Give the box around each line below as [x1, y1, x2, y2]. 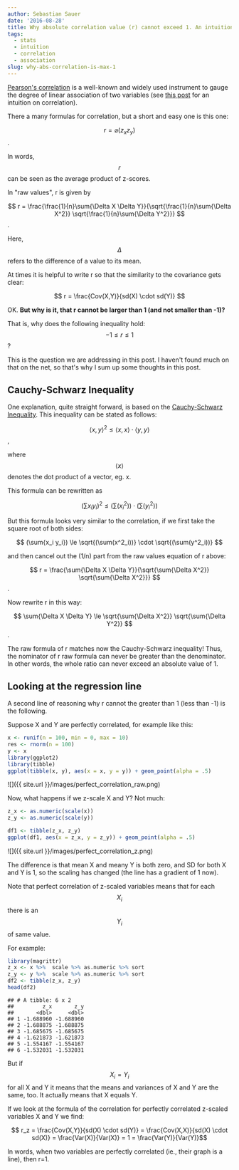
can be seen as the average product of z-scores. [7, 174, 151, 183]
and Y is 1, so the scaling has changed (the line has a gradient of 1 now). [7, 868, 219, 877]
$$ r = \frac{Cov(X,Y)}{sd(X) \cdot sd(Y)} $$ [53, 292, 186, 301]
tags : [7, 30, 23, 38]
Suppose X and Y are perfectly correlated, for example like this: [7, 721, 193, 729]
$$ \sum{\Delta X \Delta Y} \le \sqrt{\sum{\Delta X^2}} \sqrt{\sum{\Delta [13, 612, 226, 620]
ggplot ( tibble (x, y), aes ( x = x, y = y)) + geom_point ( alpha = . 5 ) [7, 767, 212, 775]
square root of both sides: [7, 524, 83, 533]
